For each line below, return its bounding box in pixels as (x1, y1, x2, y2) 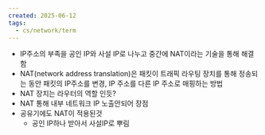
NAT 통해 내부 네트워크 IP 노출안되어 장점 (19, 98, 149, 108)
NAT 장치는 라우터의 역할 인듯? (19, 89, 117, 98)
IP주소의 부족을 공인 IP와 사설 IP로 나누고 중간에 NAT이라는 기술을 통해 (19, 49, 240, 59)
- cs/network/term (15, 26, 77, 34)
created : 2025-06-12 (8, 11, 77, 20)
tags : (8, 19, 26, 27)
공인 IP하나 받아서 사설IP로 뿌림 (31, 118, 130, 128)
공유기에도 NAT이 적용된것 (19, 109, 103, 118)
